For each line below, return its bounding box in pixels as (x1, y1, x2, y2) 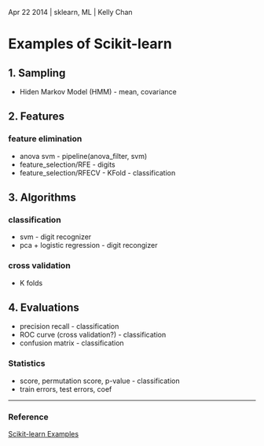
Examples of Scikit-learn (8, 35, 173, 53)
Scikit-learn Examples (8, 429, 79, 439)
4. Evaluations (8, 301, 80, 315)
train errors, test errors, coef (19, 384, 112, 393)
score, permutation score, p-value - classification (19, 376, 180, 385)
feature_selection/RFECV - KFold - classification (19, 168, 176, 177)
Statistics (8, 358, 46, 369)
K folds (19, 278, 43, 287)
